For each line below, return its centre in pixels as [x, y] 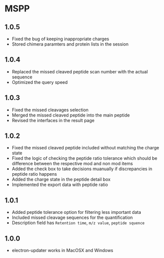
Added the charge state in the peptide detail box [61, 180]
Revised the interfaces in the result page [53, 120]
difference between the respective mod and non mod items [72, 164]
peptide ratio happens [34, 174]
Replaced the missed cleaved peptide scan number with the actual [80, 71]
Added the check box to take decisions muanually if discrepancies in [82, 169]
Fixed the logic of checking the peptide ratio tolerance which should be [84, 158]
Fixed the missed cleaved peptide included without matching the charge [85, 148]
